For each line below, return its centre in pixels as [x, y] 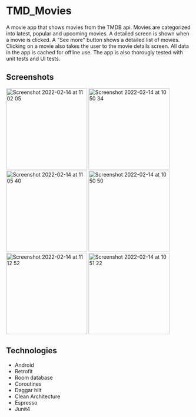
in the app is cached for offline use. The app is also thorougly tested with [95, 52]
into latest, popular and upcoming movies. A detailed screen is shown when [98, 33]
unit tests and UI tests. [33, 58]
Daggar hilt [28, 390]
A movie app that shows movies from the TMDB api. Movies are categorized [98, 27]
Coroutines [28, 384]
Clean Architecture [37, 396]
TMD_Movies [39, 11]
